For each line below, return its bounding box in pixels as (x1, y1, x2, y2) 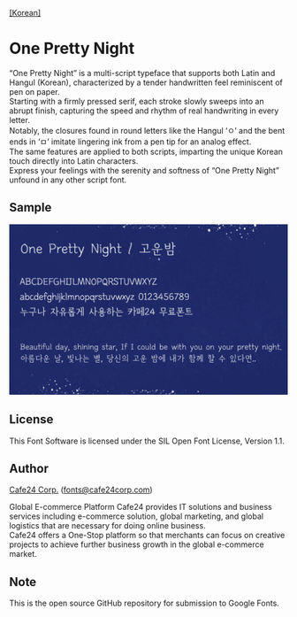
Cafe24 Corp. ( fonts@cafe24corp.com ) (9, 484, 153, 495)
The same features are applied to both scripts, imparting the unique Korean (9, 146, 283, 157)
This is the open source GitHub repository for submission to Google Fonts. (9, 598, 280, 609)
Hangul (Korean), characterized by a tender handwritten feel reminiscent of (9, 77, 283, 88)
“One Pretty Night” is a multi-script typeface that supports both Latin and (9, 67, 276, 78)
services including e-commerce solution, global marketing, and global (9, 511, 263, 521)
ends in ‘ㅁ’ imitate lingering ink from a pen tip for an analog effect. (9, 136, 252, 147)
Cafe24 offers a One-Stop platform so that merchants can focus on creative (9, 530, 286, 541)
